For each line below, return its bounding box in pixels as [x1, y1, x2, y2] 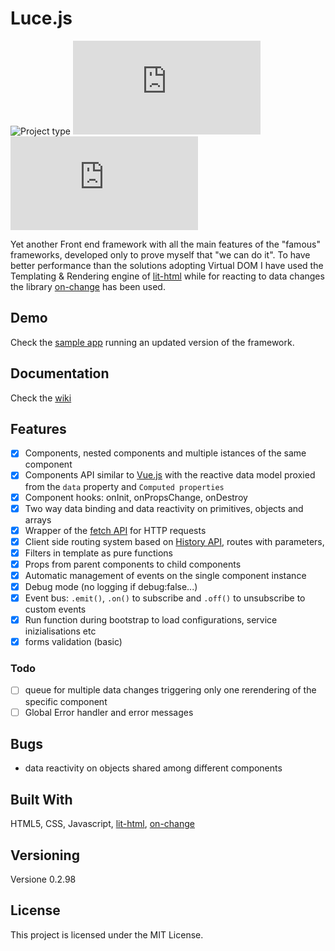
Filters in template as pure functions [24, 547, 174, 559]
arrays [24, 513, 52, 526]
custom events [24, 603, 87, 616]
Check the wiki [10, 392, 72, 404]
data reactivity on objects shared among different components [24, 762, 283, 774]
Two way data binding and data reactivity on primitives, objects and [24, 502, 304, 514]
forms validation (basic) [24, 636, 123, 648]
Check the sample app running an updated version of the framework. [10, 336, 295, 348]
